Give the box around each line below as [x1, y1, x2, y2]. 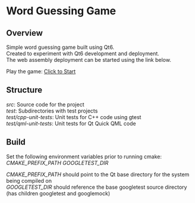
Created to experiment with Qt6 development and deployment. [6, 50, 159, 57]
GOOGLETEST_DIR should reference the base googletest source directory [6, 183, 187, 190]
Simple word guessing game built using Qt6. [6, 43, 115, 51]
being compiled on [6, 177, 52, 184]
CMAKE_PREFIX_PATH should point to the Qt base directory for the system [6, 171, 190, 178]
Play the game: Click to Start [6, 68, 76, 75]
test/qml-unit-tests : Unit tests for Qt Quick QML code [6, 120, 136, 127]
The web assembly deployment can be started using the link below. [6, 57, 171, 63]
